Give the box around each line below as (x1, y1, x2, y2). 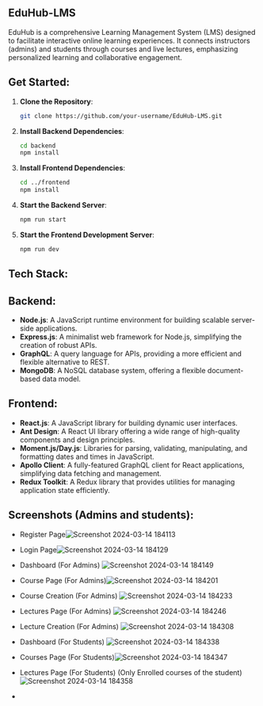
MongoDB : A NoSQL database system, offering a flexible (19, 365, 206, 375)
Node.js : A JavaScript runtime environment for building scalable (19, 315, 230, 324)
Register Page (19, 529, 66, 539)
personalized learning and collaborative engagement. (8, 52, 182, 62)
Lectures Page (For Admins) (19, 606, 112, 616)
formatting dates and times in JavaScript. (19, 452, 154, 461)
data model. (42, 374, 82, 384)
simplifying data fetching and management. (19, 468, 162, 478)
